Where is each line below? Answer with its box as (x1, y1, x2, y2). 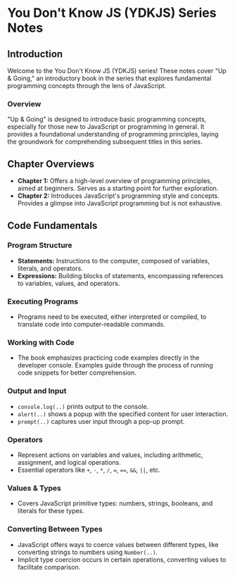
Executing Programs (7, 296, 79, 306)
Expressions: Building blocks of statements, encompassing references (17, 271, 224, 279)
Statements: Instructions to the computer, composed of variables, (17, 256, 210, 265)
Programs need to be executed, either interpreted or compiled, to (17, 313, 207, 321)
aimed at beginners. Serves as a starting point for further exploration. (17, 184, 219, 193)
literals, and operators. (17, 264, 83, 272)
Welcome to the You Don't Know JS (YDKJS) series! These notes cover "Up (7, 67, 227, 75)
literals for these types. (17, 507, 84, 515)
